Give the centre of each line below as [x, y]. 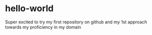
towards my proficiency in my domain [43, 27]
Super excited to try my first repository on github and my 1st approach [76, 22]
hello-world [30, 9]
